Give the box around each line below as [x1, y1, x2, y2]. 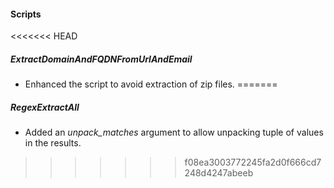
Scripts [10, 8, 42, 20]
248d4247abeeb [184, 167, 254, 179]
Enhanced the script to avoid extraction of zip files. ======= [24, 78, 278, 90]
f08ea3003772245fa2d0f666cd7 [184, 156, 322, 169]
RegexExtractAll [10, 101, 80, 113]
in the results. [24, 137, 82, 149]
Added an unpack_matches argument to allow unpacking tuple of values [24, 126, 324, 139]
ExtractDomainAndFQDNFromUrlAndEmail [10, 53, 193, 65]
